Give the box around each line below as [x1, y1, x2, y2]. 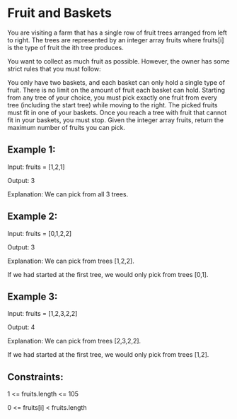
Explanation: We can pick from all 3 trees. [7, 189, 129, 199]
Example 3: [7, 290, 58, 302]
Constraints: [7, 371, 64, 383]
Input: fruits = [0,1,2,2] [7, 229, 72, 237]
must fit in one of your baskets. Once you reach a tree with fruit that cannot [7, 108, 227, 117]
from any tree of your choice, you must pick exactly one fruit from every [7, 93, 218, 102]
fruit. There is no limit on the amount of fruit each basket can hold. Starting [7, 85, 225, 94]
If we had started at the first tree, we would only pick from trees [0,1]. [7, 270, 209, 278]
